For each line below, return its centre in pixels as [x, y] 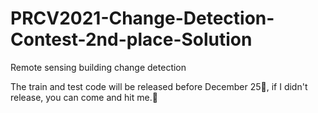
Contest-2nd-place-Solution [131, 39]
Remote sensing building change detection [98, 67]
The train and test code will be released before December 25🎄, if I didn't [159, 86]
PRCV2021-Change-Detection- [142, 18]
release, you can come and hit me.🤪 [84, 97]
